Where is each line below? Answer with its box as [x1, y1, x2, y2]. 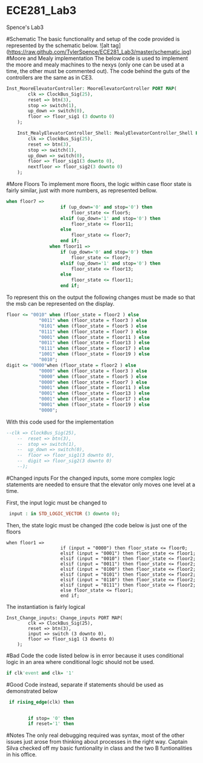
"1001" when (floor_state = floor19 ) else [38, 351, 150, 357]
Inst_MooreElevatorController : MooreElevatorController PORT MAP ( [6, 85, 177, 91]
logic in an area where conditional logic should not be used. [6, 658, 155, 665]
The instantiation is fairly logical [6, 603, 86, 610]
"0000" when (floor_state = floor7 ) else [38, 379, 147, 385]
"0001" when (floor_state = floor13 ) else [38, 390, 150, 396]
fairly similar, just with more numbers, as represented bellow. [6, 187, 158, 194]
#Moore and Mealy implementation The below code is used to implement [6, 54, 188, 62]
